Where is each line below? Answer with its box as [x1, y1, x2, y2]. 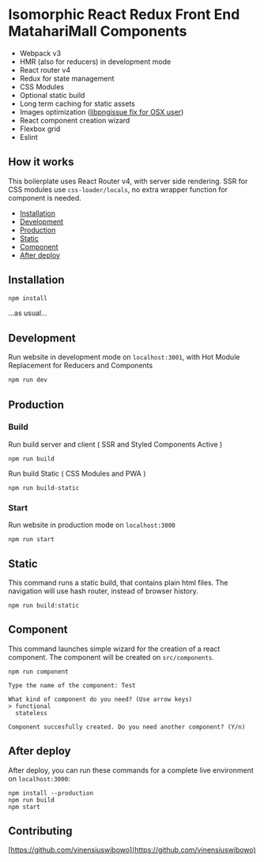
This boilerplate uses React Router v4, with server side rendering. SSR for [8, 176, 248, 186]
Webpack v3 [19, 48, 62, 58]
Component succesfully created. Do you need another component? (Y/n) [8, 723, 246, 731]
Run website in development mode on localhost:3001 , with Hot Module [8, 352, 240, 362]
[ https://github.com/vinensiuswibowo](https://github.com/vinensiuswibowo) [8, 845, 257, 855]
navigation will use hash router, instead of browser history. [8, 586, 199, 596]
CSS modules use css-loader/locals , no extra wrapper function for [8, 184, 228, 194]
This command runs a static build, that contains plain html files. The [8, 578, 228, 587]
